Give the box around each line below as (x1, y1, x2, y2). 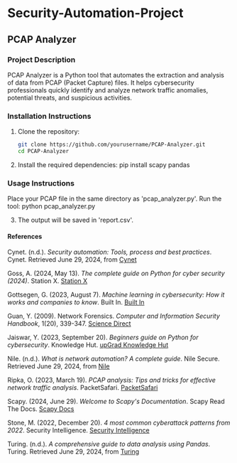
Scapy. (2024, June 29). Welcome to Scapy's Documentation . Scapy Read (7, 397, 225, 406)
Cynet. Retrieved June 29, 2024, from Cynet (7, 255, 137, 264)
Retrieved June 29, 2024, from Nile (7, 362, 110, 371)
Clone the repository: (17, 127, 80, 136)
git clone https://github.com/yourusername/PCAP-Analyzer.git (17, 141, 206, 149)
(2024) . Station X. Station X (7, 277, 88, 285)
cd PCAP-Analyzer (17, 148, 70, 155)
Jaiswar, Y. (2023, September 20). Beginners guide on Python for (7, 333, 199, 342)
